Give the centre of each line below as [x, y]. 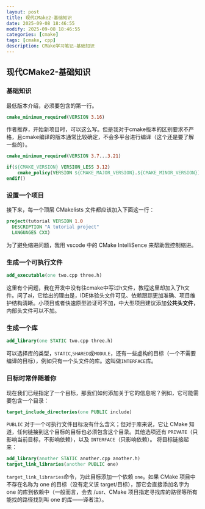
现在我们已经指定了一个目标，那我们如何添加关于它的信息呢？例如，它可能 [100, 393]
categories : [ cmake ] [33, 35]
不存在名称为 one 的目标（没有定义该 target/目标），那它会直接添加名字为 [98, 485]
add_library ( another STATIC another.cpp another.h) [73, 459]
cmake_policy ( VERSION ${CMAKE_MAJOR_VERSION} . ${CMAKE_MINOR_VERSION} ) [109, 173]
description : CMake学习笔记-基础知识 [51, 46]
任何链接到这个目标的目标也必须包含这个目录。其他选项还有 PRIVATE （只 [107, 432]
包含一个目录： [30, 400]
